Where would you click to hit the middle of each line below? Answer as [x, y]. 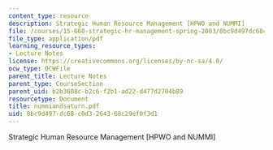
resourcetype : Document [49, 99]
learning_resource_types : [52, 46]
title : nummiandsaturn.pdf [54, 106]
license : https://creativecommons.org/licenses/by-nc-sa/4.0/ [116, 62]
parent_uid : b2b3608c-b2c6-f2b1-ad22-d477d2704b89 [96, 91]
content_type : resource [49, 16]
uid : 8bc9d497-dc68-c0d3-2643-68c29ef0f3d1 [83, 114]
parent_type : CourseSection [56, 84]
